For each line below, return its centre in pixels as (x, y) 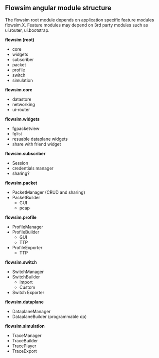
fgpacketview (26, 128)
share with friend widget (36, 144)
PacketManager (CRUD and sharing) (49, 192)
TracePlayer (24, 346)
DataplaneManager (31, 311)
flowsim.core (19, 89)
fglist (17, 133)
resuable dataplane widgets (40, 139)
